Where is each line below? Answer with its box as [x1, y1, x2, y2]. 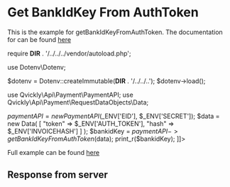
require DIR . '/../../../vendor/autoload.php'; [7, 49, 131, 58]
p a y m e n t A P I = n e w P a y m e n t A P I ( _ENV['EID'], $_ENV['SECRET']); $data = [7, 112, 220, 120]
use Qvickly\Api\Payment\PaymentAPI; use [7, 90, 133, 99]
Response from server [7, 169, 109, 181]
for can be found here [7, 35, 72, 43]
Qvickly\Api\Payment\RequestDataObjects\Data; [7, 97, 149, 107]
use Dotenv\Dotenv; [7, 63, 66, 71]
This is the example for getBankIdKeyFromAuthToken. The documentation [7, 28, 224, 36]
